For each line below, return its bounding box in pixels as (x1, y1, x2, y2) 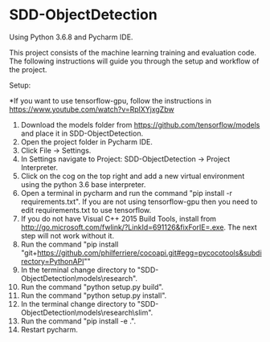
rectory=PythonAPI (20, 256, 84, 266)
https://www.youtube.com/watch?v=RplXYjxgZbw (9, 104, 175, 114)
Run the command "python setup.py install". (20, 291, 167, 300)
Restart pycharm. (20, 324, 79, 334)
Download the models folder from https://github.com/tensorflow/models (20, 120, 260, 129)
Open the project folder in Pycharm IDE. (20, 136, 153, 146)
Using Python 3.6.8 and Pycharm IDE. (9, 32, 133, 42)
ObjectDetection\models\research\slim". (20, 307, 153, 317)
